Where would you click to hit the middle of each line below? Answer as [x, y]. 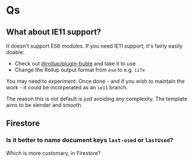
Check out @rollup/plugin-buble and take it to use [75, 63]
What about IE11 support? [54, 32]
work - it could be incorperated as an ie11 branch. [67, 87]
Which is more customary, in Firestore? [54, 153]
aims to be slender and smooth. [44, 105]
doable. [15, 52]
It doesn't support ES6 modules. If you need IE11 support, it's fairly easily [94, 46]
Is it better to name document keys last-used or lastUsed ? [90, 140]
